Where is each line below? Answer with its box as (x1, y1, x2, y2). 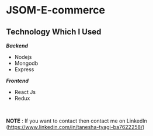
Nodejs (14, 54, 32, 60)
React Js (14, 89, 36, 95)
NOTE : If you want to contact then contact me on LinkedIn (6, 117, 148, 124)
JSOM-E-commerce (6, 4, 105, 17)
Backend (6, 42, 28, 49)
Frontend (6, 77, 29, 84)
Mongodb (14, 60, 39, 67)
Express (14, 66, 34, 73)
